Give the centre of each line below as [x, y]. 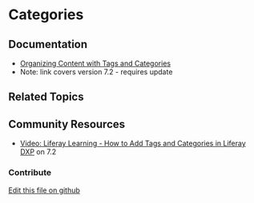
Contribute [30, 173]
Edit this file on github [44, 190]
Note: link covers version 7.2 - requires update [96, 72]
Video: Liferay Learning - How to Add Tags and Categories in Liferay [133, 143]
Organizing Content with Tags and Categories [95, 63]
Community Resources [67, 124]
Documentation [48, 44]
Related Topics [46, 97]
